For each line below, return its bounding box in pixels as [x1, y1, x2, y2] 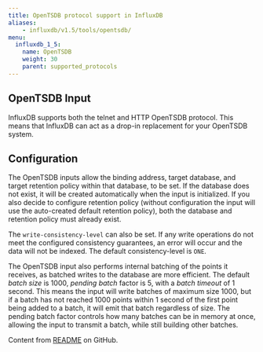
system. [8, 129, 34, 138]
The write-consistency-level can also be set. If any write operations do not [8, 229, 254, 240]
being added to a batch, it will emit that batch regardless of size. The [8, 303, 230, 313]
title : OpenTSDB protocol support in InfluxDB [8, 11, 163, 20]
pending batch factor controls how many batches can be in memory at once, [8, 312, 256, 321]
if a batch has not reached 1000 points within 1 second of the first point [8, 295, 238, 305]
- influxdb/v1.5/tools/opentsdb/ [22, 26, 132, 34]
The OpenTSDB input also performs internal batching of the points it [8, 262, 228, 271]
